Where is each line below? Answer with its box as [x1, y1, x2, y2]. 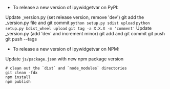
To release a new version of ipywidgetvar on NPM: [12, 46, 119, 52]
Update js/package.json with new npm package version [5, 56, 124, 62]
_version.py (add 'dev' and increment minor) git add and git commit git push [5, 31, 165, 36]
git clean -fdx [5, 70, 38, 75]
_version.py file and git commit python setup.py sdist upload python [5, 20, 150, 26]
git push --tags [5, 36, 37, 42]
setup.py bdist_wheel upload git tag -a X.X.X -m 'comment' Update [5, 25, 152, 31]
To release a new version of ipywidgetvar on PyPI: [12, 5, 119, 10]
